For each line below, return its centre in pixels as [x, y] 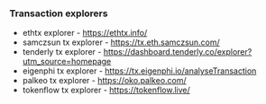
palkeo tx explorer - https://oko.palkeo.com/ [104, 81]
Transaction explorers [59, 13]
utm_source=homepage [67, 62]
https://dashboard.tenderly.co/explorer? [178, 52]
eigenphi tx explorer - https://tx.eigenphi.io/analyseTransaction [139, 71]
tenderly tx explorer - [62, 52]
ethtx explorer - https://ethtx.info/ [85, 33]
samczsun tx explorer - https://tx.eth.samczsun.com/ [121, 42]
